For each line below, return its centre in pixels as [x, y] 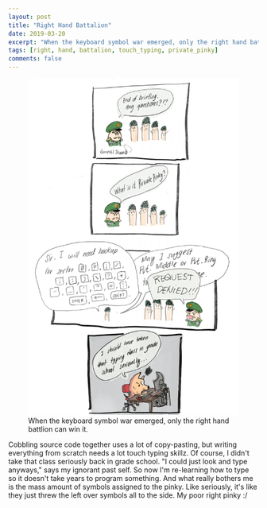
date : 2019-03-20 [37, 33]
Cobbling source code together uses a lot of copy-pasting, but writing [122, 444]
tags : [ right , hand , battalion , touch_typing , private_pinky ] [113, 50]
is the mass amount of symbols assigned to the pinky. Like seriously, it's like [133, 487]
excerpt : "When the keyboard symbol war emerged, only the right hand [128, 42]
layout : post [30, 17]
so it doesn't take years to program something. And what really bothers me [131, 479]
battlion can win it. [58, 429]
